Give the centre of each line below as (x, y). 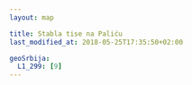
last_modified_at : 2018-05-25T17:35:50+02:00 (96, 42)
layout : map (32, 17)
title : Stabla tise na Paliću (66, 34)
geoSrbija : (30, 58)
